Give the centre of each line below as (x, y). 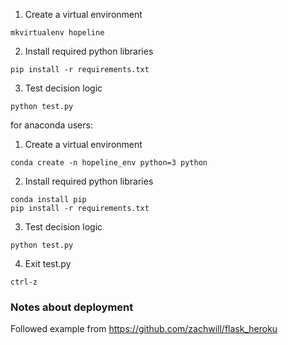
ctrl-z (24, 282)
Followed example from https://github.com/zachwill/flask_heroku (144, 329)
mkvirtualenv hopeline (57, 33)
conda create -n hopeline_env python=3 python (109, 163)
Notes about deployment (72, 307)
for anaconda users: (51, 125)
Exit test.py (48, 263)
